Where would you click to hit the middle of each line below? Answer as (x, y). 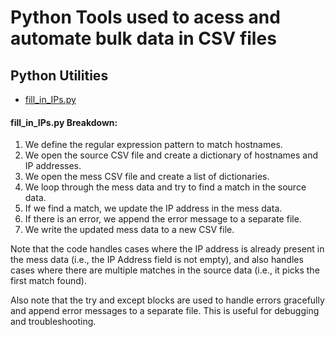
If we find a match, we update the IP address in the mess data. (153, 208)
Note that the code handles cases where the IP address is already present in (167, 249)
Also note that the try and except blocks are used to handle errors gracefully (167, 300)
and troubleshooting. (53, 322)
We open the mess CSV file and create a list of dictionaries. (147, 177)
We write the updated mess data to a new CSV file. (129, 230)
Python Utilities (59, 75)
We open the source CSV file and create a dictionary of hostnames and (171, 155)
